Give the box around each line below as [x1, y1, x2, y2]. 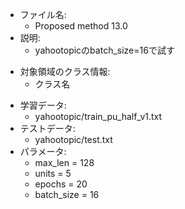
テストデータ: [19, 123, 76, 134]
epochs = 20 [34, 178, 88, 190]
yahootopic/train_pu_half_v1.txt [34, 111, 163, 122]
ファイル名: [19, 9, 67, 20]
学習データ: [19, 99, 67, 111]
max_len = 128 [34, 157, 95, 168]
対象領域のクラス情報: [19, 66, 111, 77]
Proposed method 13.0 [34, 20, 128, 32]
